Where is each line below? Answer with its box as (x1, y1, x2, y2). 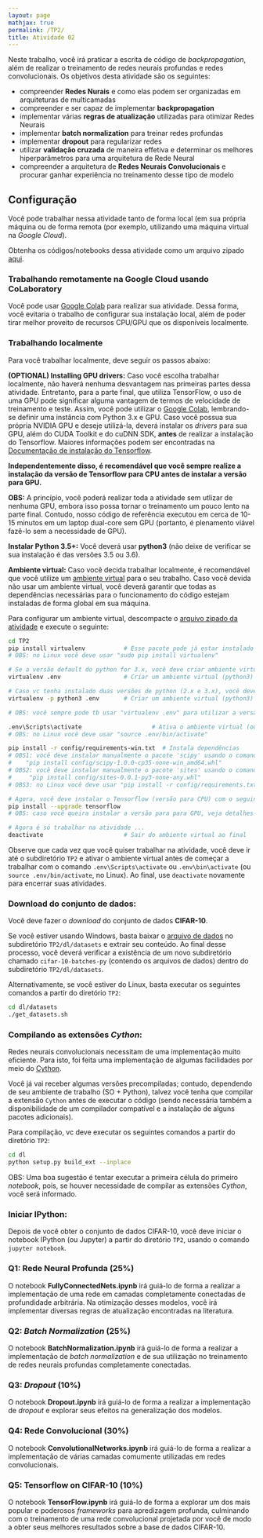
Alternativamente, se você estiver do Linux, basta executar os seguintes (8, 980, 241, 989)
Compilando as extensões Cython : (8, 1029, 142, 1040)
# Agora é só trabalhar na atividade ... (8, 824, 146, 832)
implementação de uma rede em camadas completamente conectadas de (8, 1289, 246, 1299)
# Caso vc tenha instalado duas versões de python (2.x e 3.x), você (8, 688, 240, 696)
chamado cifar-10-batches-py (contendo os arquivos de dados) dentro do (8, 956, 249, 966)
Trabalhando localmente (8, 338, 103, 349)
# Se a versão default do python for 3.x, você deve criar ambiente (8, 666, 236, 674)
